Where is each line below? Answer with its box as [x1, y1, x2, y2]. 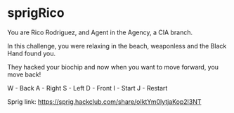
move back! [7, 70, 41, 79]
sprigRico [7, 5, 65, 21]
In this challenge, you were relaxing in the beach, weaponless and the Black [7, 41, 227, 50]
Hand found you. [7, 49, 56, 58]
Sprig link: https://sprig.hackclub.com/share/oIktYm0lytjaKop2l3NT [7, 97, 202, 106]
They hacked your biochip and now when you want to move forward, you [7, 62, 219, 71]
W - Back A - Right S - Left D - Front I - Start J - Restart [7, 84, 168, 92]
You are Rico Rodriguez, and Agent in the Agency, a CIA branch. [7, 28, 193, 36]
